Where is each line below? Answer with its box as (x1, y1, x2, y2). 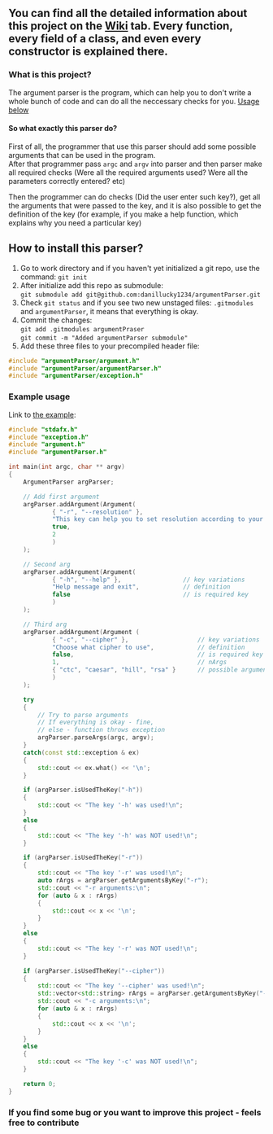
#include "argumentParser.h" (8, 448, 107, 457)
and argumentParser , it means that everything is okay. (19, 306, 199, 316)
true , (51, 523, 71, 532)
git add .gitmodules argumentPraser (19, 325, 145, 333)
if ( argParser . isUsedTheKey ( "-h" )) (23, 786, 144, 795)
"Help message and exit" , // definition (51, 583, 231, 591)
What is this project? (8, 69, 92, 81)
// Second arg (23, 560, 71, 568)
